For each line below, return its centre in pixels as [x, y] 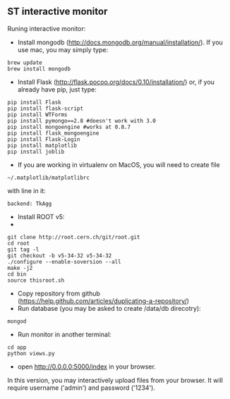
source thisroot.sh [36, 280]
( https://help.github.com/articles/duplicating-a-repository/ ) [103, 301]
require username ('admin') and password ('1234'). [81, 388]
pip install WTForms [38, 115]
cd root [19, 243]
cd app [17, 347]
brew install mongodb [39, 69]
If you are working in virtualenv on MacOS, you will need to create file [119, 164]
